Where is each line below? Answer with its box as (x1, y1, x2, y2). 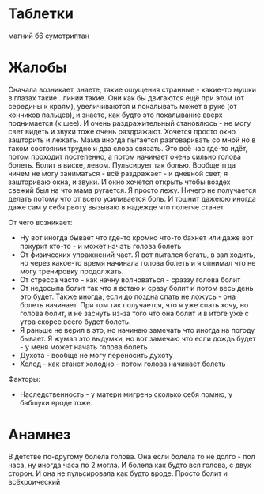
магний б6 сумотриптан (8, 31, 89, 40)
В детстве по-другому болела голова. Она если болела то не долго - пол (8, 451, 255, 461)
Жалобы (8, 58, 67, 77)
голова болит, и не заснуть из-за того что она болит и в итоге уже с (19, 308, 249, 318)
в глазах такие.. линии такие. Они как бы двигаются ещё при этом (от (8, 92, 245, 103)
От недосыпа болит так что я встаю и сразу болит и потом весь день (19, 283, 254, 292)
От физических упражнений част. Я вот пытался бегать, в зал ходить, (19, 250, 255, 259)
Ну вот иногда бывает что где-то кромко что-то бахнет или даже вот (19, 232, 254, 242)
